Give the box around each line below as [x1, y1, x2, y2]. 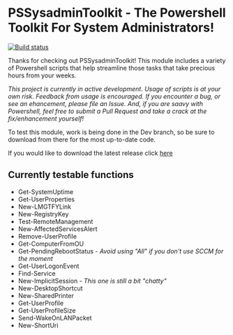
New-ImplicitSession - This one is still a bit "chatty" [17, 276, 167, 285]
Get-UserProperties [17, 195, 75, 203]
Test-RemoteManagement [17, 217, 93, 225]
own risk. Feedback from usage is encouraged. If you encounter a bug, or [8, 92, 220, 100]
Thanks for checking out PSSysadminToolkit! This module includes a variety [8, 56, 226, 64]
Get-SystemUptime [17, 187, 74, 196]
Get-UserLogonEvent [17, 262, 80, 270]
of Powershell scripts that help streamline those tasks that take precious [8, 64, 216, 72]
